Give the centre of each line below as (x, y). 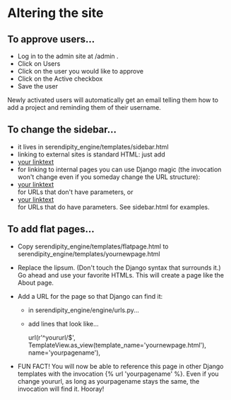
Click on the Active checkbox (60, 79)
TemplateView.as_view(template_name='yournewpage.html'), (117, 345)
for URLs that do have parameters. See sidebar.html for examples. (113, 207)
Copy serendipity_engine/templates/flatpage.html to (93, 246)
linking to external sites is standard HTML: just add (91, 154)
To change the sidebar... (62, 130)
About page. (36, 282)
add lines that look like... (63, 324)
